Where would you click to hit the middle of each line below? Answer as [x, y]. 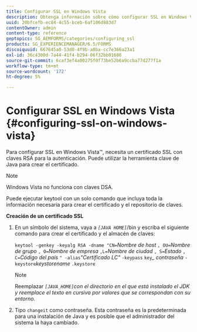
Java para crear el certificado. [43, 165]
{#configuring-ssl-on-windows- [87, 123]
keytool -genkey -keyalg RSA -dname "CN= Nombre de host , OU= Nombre [102, 245]
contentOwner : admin [31, 28]
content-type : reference [36, 33]
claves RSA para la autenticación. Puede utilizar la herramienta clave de [93, 158]
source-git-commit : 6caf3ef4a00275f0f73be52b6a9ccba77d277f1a [84, 60]
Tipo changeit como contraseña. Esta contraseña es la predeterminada [100, 310]
